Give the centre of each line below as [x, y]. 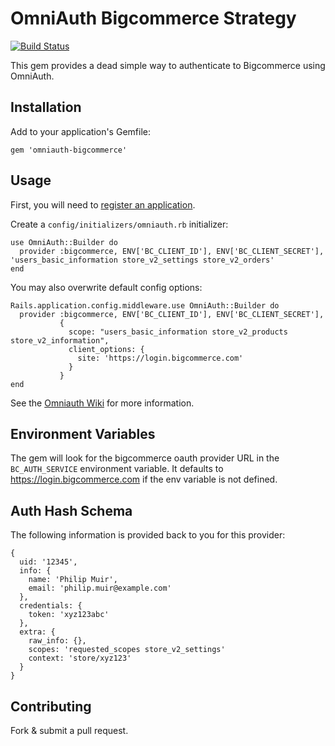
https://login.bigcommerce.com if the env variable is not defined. [144, 479]
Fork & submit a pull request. [69, 730]
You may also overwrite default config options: [106, 287]
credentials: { [51, 606]
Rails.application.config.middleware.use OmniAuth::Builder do [145, 305]
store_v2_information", [60, 340]
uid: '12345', [48, 562]
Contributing [51, 706]
